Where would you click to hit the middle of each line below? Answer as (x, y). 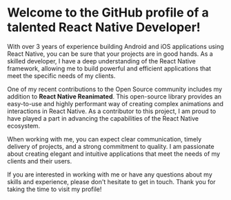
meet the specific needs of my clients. (61, 76)
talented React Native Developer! (104, 27)
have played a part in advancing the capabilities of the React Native (103, 118)
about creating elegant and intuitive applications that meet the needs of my (114, 154)
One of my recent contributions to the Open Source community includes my (115, 89)
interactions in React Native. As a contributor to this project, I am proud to (112, 111)
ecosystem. (24, 126)
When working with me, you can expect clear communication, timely (104, 139)
